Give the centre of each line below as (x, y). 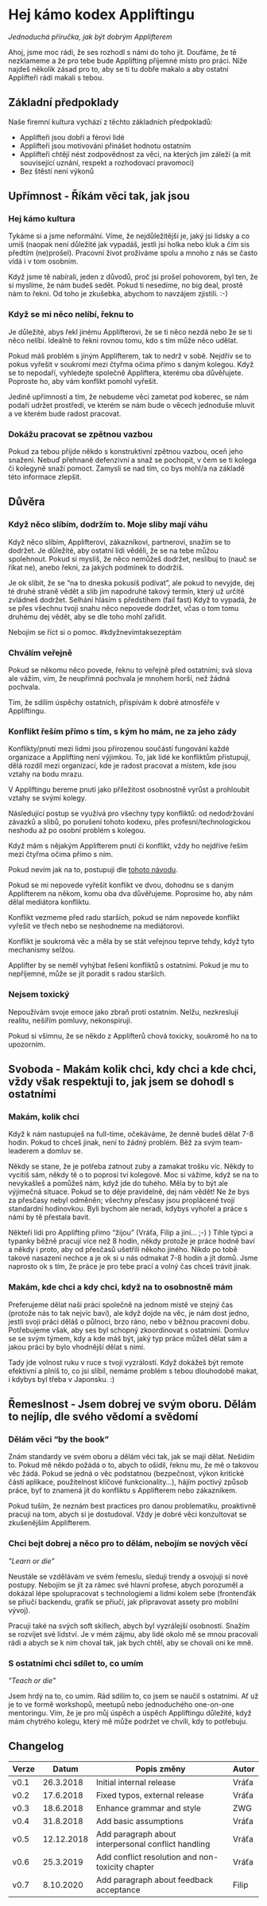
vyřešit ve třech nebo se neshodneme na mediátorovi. (97, 926)
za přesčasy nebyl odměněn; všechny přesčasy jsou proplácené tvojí (122, 1200)
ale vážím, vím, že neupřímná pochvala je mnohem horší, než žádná (119, 679)
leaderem (24, 1151)
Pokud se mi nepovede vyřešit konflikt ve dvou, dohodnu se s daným (121, 885)
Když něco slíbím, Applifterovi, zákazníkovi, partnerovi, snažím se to (120, 542)
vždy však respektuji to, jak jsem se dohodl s (121, 1082)
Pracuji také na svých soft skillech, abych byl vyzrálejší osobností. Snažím (129, 1626)
